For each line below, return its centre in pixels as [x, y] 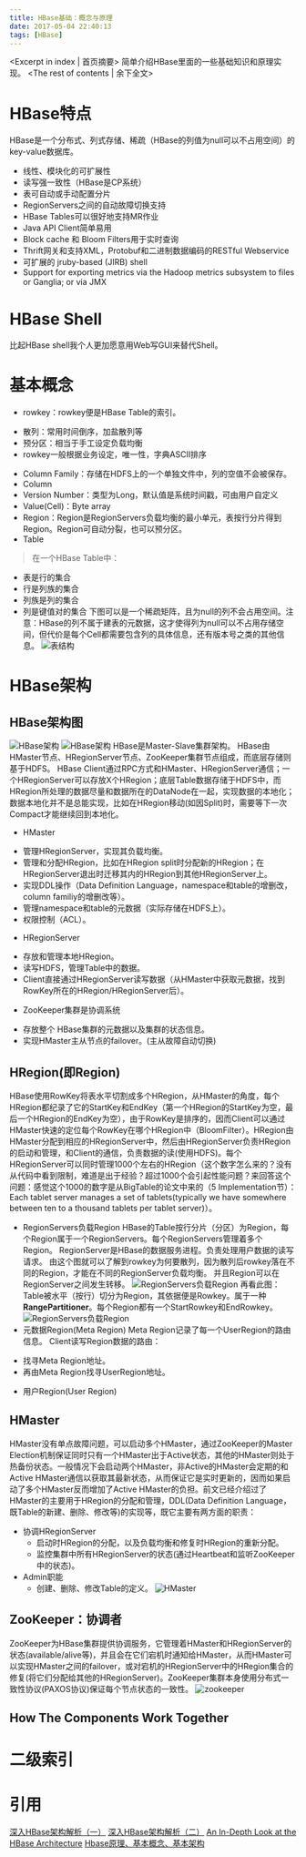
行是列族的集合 [51, 589]
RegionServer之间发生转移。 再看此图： [151, 1284]
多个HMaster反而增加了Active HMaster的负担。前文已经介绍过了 [146, 1489]
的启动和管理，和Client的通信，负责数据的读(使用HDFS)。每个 [126, 1153]
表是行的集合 [46, 577]
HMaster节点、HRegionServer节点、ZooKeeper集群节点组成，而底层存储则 [150, 758]
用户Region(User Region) [70, 1391]
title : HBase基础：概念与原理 [61, 18]
